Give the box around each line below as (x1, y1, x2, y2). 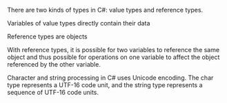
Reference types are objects (7, 32, 88, 41)
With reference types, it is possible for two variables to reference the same (7, 46, 219, 54)
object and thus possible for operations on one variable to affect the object (7, 53, 220, 61)
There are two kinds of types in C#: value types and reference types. (7, 6, 204, 14)
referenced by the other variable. (7, 60, 101, 68)
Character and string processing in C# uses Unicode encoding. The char (7, 73, 214, 82)
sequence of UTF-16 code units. (7, 89, 99, 96)
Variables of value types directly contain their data (7, 19, 150, 27)
